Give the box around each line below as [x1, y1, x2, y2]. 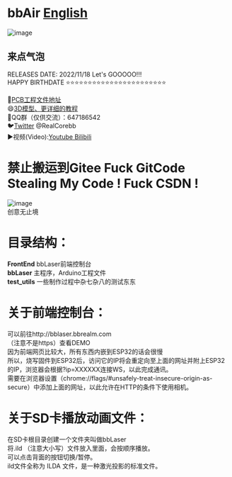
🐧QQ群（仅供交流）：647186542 [7, 113, 101, 121]
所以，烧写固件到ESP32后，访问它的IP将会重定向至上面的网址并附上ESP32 [7, 356, 225, 364]
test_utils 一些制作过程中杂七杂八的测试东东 [7, 277, 137, 286]
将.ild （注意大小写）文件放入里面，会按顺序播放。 [7, 444, 154, 452]
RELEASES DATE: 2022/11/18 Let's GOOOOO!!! [7, 69, 142, 79]
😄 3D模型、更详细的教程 [7, 104, 79, 113]
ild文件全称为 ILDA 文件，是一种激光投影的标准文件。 [7, 461, 162, 470]
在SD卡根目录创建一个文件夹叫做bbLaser [7, 434, 127, 444]
